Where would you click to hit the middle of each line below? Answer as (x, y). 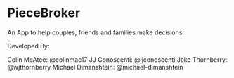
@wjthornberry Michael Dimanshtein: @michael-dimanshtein (95, 67)
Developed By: (28, 46)
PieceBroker (44, 13)
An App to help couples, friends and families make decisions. (96, 32)
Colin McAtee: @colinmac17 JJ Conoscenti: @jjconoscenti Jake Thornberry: (117, 59)
